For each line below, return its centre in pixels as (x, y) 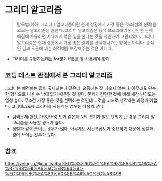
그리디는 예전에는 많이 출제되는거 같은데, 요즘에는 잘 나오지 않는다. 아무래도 (76, 88)
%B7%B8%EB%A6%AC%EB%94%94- (44, 168)
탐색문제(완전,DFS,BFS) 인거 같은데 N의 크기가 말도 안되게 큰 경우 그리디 (81, 116)
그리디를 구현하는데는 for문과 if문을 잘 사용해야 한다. (61, 59)
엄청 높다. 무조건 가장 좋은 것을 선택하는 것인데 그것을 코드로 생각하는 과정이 (77, 100)
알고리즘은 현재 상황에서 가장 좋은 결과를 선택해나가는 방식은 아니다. (81, 42)
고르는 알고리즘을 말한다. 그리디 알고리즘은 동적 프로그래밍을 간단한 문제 (85, 30)
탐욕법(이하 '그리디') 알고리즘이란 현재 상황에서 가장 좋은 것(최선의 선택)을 (87, 24)
